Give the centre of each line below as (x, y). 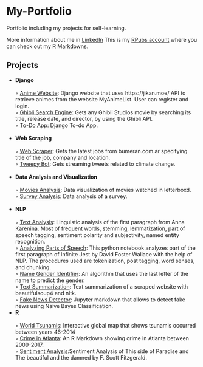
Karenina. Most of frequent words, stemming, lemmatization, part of (100, 228)
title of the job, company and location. (63, 157)
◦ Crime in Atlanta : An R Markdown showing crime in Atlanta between (102, 338)
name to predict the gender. (50, 280)
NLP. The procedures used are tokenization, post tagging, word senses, (105, 261)
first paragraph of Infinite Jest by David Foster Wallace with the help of (104, 254)
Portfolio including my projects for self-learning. (66, 28)
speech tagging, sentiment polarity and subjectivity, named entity (97, 235)
